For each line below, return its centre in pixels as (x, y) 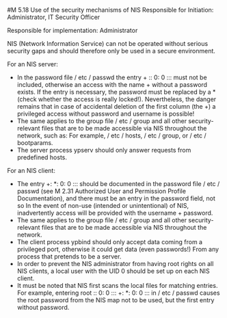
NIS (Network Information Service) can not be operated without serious (108, 43)
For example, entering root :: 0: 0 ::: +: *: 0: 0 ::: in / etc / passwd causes (118, 293)
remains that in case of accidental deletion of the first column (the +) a (116, 106)
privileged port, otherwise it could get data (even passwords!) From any (118, 249)
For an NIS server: (32, 64)
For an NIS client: (31, 171)
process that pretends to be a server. (69, 256)
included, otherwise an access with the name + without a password (112, 84)
